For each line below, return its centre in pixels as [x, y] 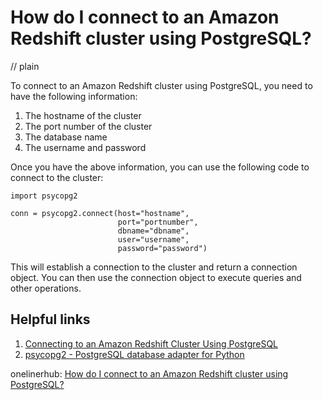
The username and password [85, 147]
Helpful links [50, 319]
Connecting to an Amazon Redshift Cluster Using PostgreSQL [151, 343]
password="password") [162, 248]
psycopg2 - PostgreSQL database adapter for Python [134, 354]
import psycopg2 [44, 196]
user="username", [153, 239]
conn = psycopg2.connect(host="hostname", [100, 213]
